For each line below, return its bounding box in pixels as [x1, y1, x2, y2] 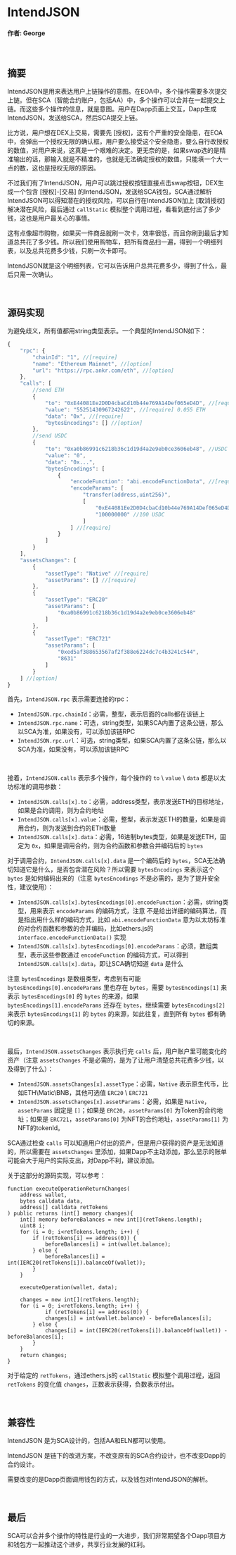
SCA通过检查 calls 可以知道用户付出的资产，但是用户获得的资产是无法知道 [7, 1139, 224, 1147]
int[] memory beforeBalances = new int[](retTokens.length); [20, 1216, 202, 1223]
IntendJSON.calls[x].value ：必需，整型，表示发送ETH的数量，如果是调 [17, 815, 226, 824]
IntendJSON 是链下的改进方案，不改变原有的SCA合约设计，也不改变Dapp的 [7, 1451, 226, 1460]
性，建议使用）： [7, 883, 54, 891]
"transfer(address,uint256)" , [82, 491, 171, 499]
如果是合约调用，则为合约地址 [17, 806, 104, 814]
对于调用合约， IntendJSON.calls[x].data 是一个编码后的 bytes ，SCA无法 [7, 857, 220, 865]
